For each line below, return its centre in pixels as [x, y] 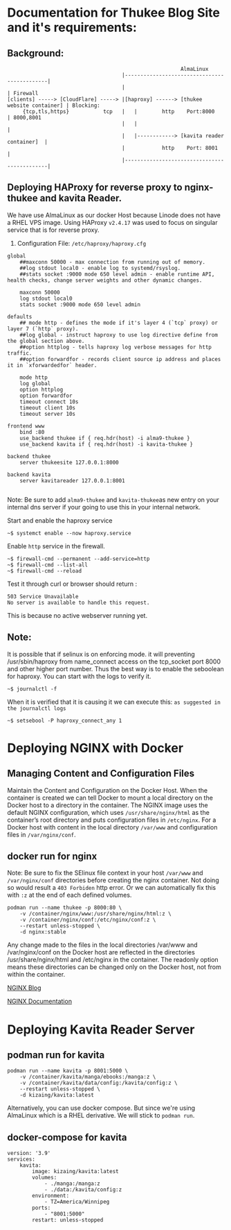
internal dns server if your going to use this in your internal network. [104, 507]
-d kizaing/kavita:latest [57, 1095]
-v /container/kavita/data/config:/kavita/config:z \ [99, 1083]
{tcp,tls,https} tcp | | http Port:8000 [119, 112]
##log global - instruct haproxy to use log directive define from [119, 335]
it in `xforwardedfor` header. [52, 365]
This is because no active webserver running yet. [77, 615]
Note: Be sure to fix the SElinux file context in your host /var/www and [105, 873]
